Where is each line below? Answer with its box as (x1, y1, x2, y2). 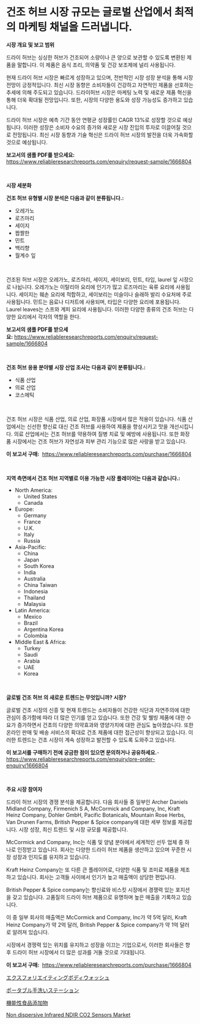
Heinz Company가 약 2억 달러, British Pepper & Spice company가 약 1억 (6, 921, 179, 928)
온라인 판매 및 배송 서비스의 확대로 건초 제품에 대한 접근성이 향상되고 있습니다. (6, 729, 187, 736)
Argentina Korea (23, 626, 64, 633)
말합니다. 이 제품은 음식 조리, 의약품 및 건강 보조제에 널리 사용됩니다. (17, 61, 176, 68)
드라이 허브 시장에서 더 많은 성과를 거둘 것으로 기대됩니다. (12, 948, 146, 956)
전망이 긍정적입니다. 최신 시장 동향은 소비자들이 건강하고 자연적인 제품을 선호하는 (6, 81, 194, 88)
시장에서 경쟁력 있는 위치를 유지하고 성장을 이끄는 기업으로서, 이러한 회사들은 (6, 941, 185, 948)
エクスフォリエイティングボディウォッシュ (6, 974, 110, 981)
